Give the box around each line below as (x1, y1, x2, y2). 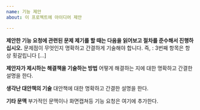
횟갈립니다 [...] (12, 51, 46, 59)
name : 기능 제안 (6, 8, 42, 15)
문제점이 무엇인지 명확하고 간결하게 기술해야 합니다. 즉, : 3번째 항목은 (23, 44, 184, 51)
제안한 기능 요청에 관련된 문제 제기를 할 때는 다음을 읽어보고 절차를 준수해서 (6, 36, 179, 44)
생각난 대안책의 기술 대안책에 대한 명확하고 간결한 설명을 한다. (6, 84, 149, 91)
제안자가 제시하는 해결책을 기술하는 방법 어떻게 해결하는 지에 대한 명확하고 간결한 (6, 64, 193, 72)
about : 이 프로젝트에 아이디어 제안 (6, 14, 82, 20)
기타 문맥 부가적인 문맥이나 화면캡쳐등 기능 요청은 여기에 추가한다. (6, 97, 159, 105)
